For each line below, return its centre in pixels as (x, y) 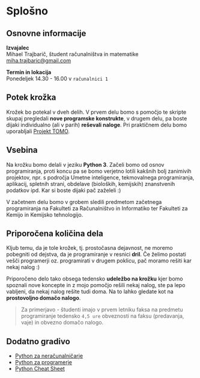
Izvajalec (18, 48)
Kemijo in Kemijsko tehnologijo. (45, 214)
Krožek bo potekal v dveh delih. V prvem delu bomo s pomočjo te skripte (96, 112)
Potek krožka (31, 98)
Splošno (27, 11)
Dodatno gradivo (38, 341)
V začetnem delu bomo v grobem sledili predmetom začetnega (84, 202)
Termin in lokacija (29, 72)
